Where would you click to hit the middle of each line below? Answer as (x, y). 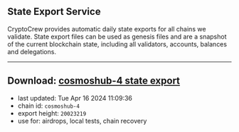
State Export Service (54, 12)
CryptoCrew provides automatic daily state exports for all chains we (107, 29)
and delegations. (32, 51)
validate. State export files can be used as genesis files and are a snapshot (117, 36)
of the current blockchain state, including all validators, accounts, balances (117, 44)
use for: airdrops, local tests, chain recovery (82, 121)
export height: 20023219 (52, 113)
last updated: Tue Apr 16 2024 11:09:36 (75, 98)
